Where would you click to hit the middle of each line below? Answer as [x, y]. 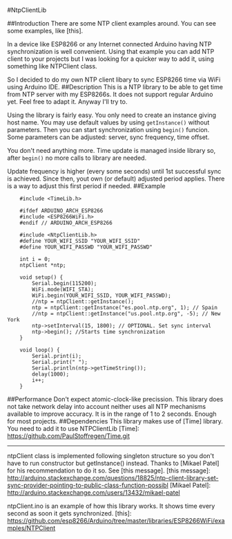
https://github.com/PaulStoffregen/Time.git [68, 436]
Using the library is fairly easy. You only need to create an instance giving [112, 115]
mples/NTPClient [31, 528]
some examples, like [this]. [45, 31]
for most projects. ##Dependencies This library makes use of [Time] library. [115, 421]
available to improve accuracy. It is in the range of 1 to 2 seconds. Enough [112, 414]
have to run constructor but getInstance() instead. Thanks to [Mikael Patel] [113, 463]
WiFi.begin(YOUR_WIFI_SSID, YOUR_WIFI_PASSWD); [101, 295]
